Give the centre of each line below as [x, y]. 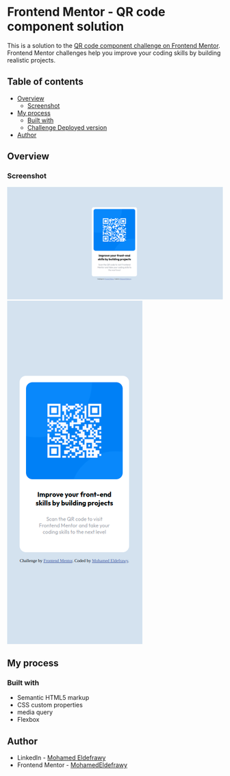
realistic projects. [31, 60]
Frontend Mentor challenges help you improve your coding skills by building [114, 53]
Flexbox [28, 720]
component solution [66, 26]
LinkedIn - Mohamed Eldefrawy [61, 758]
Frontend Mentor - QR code [86, 12]
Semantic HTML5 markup [53, 698]
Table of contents [45, 82]
